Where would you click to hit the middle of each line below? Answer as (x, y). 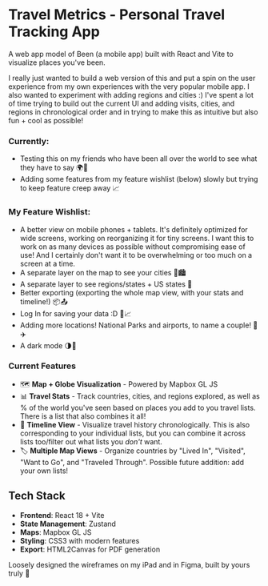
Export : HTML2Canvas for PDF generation (90, 549)
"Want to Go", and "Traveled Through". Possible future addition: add (132, 462)
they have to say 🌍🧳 (54, 168)
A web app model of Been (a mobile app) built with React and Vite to (121, 54)
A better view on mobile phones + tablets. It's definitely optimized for (134, 229)
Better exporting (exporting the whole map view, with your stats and (132, 292)
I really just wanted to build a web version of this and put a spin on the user (132, 78)
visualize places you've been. (57, 62)
